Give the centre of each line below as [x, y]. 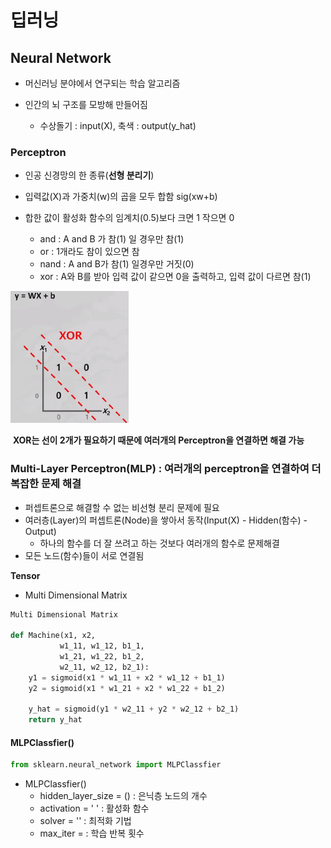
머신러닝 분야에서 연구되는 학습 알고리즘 [102, 83]
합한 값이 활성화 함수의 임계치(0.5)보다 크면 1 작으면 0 [129, 218]
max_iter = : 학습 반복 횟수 [92, 833]
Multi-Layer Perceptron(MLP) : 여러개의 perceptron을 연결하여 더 [166, 469]
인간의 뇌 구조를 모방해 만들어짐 [86, 104]
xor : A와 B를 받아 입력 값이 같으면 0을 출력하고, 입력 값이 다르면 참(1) [175, 277]
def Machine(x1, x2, [53, 636]
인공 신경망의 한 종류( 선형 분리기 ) [89, 175]
